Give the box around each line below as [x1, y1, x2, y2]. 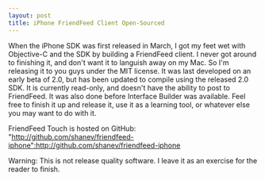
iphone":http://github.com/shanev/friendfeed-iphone [8, 140, 181, 150]
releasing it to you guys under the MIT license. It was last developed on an [8, 66, 252, 75]
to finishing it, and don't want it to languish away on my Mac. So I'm [8, 57, 229, 67]
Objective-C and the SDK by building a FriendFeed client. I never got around [8, 49, 257, 59]
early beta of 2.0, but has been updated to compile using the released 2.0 [8, 75, 249, 84]
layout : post [8, 11, 52, 20]
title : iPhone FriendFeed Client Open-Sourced [8, 19, 165, 27]
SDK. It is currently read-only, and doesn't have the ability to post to [8, 82, 230, 92]
